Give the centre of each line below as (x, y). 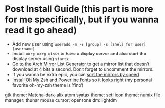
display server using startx (40, 58)
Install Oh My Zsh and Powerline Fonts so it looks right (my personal (82, 80)
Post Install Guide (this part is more (79, 9)
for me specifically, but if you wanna (82, 20)
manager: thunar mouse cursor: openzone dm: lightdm (61, 100)
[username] (24, 49)
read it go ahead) (41, 30)
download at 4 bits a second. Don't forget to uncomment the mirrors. (83, 69)
